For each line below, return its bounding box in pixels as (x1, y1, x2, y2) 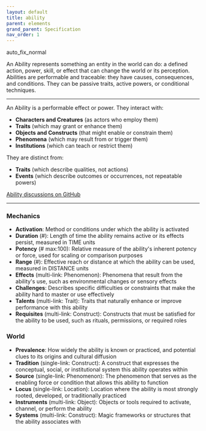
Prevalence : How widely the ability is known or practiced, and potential (15, 346, 196, 353)
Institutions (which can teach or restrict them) (15, 142, 133, 150)
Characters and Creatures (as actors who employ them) (15, 116, 159, 123)
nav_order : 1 (6, 32, 40, 38)
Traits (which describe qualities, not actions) (15, 166, 129, 174)
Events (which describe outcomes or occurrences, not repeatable (15, 172, 183, 180)
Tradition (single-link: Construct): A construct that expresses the (15, 359, 180, 367)
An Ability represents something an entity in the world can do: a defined (6, 61, 188, 68)
